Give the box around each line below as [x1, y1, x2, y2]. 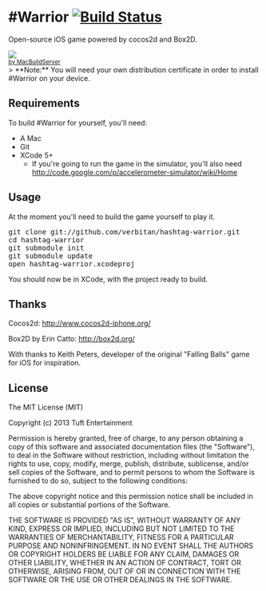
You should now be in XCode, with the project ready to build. [8, 274, 208, 284]
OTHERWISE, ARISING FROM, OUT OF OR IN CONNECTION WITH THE [8, 566, 241, 576]
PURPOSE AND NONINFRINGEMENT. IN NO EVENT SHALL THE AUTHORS [8, 541, 254, 551]
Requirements [8, 97, 80, 110]
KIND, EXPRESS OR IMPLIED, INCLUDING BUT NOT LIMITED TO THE [8, 524, 235, 533]
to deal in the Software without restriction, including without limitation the [8, 450, 249, 460]
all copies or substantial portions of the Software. [8, 500, 170, 509]
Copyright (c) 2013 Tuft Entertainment [8, 418, 133, 428]
